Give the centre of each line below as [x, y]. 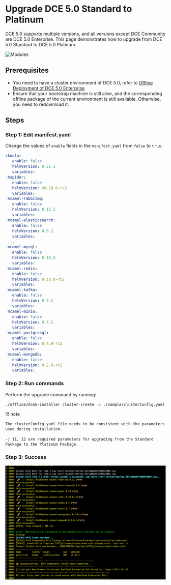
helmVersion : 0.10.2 [34, 258]
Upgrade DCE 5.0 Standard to [69, 9]
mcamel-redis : [22, 268]
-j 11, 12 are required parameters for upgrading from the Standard [79, 440]
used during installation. [34, 429]
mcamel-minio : [22, 311]
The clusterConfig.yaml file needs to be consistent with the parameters [85, 424]
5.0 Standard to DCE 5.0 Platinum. [41, 44]
